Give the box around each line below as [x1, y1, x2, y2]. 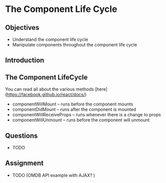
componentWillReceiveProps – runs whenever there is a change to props [12, 112, 161, 118]
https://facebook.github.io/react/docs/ [6, 91, 85, 97]
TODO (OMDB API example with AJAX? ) [12, 172, 95, 178]
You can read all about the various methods [5, 86, 94, 92]
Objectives [5, 23, 40, 32]
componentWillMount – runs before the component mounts [12, 101, 133, 107]
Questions [5, 131, 38, 140]
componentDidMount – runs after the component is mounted [12, 106, 136, 112]
